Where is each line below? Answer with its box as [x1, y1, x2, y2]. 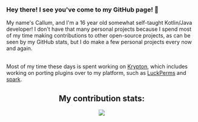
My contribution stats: [58, 93, 145, 103]
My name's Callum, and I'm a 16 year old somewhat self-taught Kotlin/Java [6, 19, 193, 27]
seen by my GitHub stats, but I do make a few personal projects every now [6, 39, 193, 46]
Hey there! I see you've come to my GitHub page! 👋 [6, 5, 159, 14]
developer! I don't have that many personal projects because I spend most [6, 25, 192, 33]
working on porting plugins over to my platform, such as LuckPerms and [6, 69, 186, 77]
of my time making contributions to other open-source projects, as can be [6, 32, 191, 39]
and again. [6, 45, 33, 52]
